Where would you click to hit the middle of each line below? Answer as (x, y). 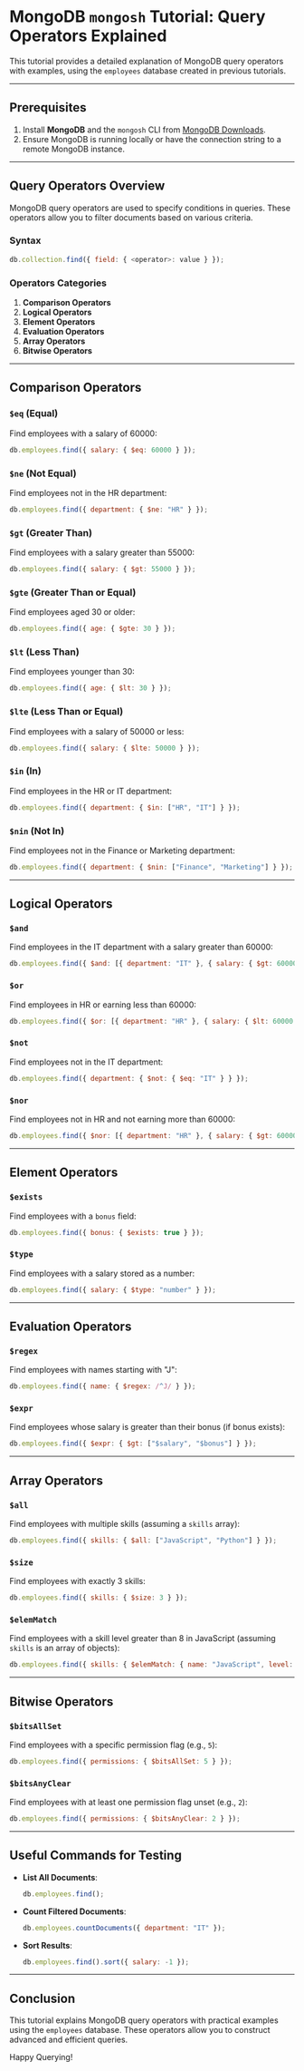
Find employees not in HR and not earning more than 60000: (123, 1119)
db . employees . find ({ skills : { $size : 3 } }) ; (99, 1598)
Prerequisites (48, 107)
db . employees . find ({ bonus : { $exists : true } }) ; (107, 1232)
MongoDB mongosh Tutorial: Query (138, 17)
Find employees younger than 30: (72, 672)
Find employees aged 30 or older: (72, 612)
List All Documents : (60, 1877)
